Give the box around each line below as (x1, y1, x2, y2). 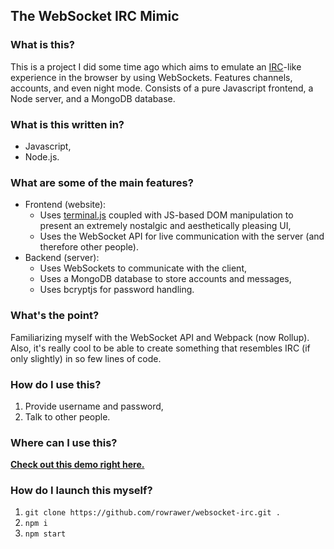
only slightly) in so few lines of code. (10, 352, 162, 364)
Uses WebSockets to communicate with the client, (39, 262, 247, 274)
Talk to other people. (24, 410, 111, 423)
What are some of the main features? (10, 175, 194, 189)
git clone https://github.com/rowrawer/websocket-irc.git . (24, 508, 281, 518)
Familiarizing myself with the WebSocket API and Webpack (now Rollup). (10, 331, 310, 343)
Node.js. (24, 150, 60, 163)
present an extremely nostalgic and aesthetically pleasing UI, (39, 220, 292, 232)
